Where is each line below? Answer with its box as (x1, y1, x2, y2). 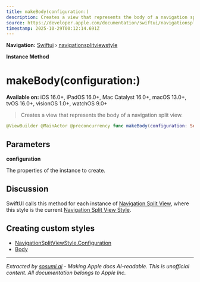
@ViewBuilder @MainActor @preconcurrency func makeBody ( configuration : (6, 123, 187, 129)
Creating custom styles (6, 224, 95, 234)
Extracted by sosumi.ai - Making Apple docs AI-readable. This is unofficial (6, 262, 189, 270)
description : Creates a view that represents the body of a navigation (6, 14, 187, 20)
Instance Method (6, 53, 49, 60)
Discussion (6, 184, 49, 194)
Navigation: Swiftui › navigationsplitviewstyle (6, 42, 118, 49)
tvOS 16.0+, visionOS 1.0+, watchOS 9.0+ (6, 100, 108, 107)
